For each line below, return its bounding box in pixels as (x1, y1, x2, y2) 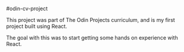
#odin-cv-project (6, 5, 48, 12)
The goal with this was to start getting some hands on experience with (6, 34, 178, 41)
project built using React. (6, 23, 67, 30)
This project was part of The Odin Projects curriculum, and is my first (6, 17, 175, 23)
